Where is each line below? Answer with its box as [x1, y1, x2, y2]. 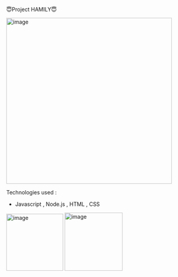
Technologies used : [6, 189, 57, 196]
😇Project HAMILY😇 [6, 6, 58, 13]
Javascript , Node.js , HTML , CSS [15, 200, 100, 208]
